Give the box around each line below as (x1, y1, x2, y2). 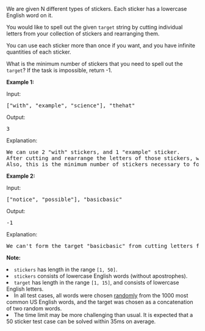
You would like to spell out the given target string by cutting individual (6, 24, 183, 31)
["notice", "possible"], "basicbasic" (6, 196, 123, 203)
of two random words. (6, 305, 62, 312)
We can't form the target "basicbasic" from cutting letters (6, 242, 193, 249)
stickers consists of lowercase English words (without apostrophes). (14, 272, 188, 280)
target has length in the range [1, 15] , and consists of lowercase (14, 279, 179, 286)
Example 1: (6, 79, 35, 85)
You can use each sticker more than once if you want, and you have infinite (6, 42, 195, 49)
